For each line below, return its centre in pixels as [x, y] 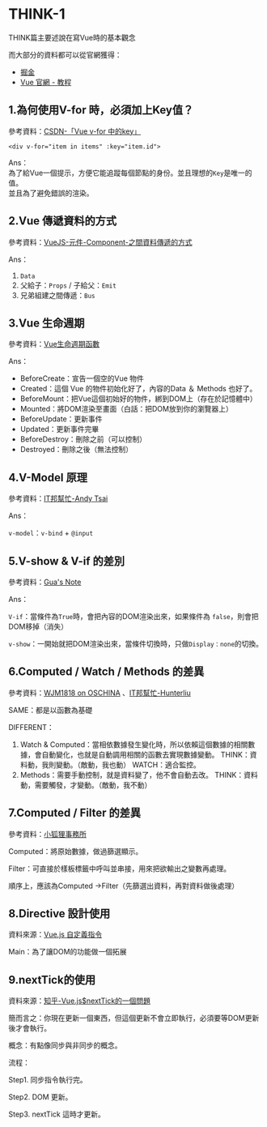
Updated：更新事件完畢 [59, 429]
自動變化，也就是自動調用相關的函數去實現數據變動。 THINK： [146, 754]
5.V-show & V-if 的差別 [67, 561]
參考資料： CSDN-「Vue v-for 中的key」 [75, 131]
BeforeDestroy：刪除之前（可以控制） [83, 439]
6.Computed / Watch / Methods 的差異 [106, 672]
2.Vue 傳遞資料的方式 [63, 221]
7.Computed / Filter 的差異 [75, 813]
